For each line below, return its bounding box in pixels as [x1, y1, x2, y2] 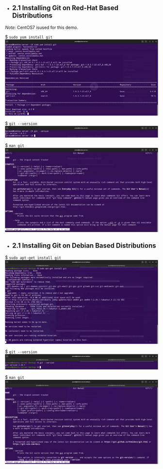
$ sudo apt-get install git [5, 254, 62, 260]
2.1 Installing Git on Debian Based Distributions [12, 241, 156, 250]
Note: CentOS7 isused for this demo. [5, 24, 79, 30]
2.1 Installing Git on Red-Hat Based [12, 4, 119, 12]
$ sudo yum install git [5, 34, 53, 39]
